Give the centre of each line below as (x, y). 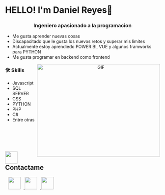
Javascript (23, 83)
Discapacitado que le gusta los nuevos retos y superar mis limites (79, 41)
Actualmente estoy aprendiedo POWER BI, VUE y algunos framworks (82, 47)
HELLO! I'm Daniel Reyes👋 (59, 10)
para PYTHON (27, 52)
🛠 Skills (15, 70)
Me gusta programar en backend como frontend (61, 57)
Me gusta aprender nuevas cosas (46, 36)
